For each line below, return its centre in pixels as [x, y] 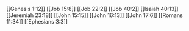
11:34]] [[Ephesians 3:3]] [37, 22]
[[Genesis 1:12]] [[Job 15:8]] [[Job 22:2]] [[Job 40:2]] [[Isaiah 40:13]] [92, 9]
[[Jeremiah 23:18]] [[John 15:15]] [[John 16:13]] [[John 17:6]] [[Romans [94, 15]
